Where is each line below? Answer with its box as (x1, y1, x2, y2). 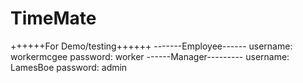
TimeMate (10, 7, 97, 30)
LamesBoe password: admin (10, 61, 128, 73)
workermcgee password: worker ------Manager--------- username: (10, 50, 290, 62)
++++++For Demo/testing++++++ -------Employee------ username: (10, 40, 293, 52)
